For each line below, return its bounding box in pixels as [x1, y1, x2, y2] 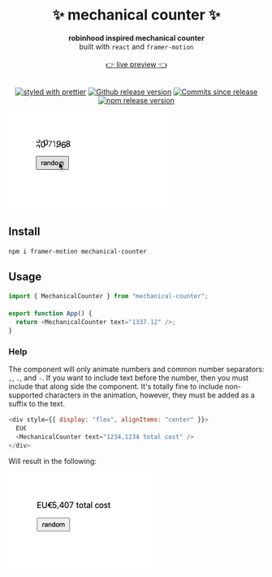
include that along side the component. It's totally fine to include [8, 382, 223, 392]
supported [8, 390, 43, 400]
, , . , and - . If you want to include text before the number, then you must [8, 373, 249, 383]
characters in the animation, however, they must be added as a [44, 390, 256, 400]
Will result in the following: [8, 456, 97, 466]
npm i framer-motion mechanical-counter [8, 247, 148, 255]
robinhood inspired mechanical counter [68, 33, 205, 42]
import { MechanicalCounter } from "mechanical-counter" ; [8, 293, 209, 301]
